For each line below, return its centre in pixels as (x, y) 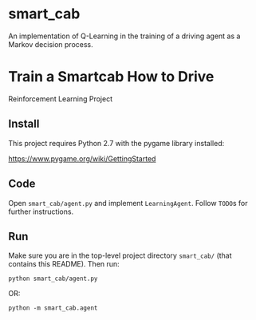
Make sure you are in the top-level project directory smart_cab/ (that (120, 255)
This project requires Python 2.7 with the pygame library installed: (116, 143)
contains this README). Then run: (64, 264)
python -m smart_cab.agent (53, 308)
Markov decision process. (51, 44)
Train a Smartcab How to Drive (111, 77)
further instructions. (41, 211)
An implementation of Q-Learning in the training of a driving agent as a (124, 36)
